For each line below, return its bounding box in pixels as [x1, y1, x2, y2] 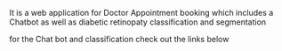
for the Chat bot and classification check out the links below [9, 34, 230, 44]
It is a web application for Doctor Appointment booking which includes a [9, 8, 274, 18]
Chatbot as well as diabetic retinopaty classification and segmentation [9, 17, 267, 27]
